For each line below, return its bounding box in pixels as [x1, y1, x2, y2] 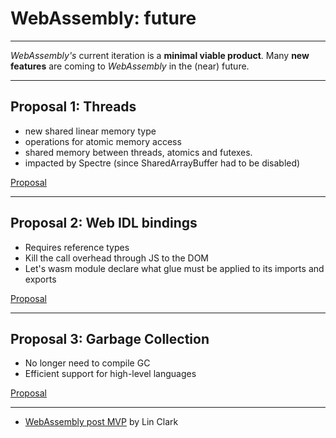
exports [24, 273, 57, 285]
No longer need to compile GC [24, 357, 151, 369]
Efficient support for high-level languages [24, 368, 197, 380]
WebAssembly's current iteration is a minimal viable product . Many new [10, 49, 310, 61]
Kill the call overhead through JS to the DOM [24, 252, 209, 264]
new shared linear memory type [24, 125, 157, 137]
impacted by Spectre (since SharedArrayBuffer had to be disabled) [24, 157, 301, 169]
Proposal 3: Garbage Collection [10, 330, 210, 347]
